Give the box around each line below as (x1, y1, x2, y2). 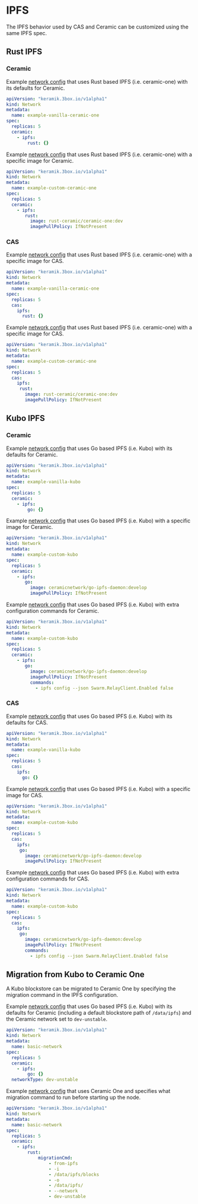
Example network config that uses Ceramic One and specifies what (6, 1088, 171, 1095)
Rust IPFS (6, 47, 43, 57)
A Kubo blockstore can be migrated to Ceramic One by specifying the (6, 985, 176, 992)
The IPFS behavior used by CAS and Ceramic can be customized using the (6, 23, 189, 30)
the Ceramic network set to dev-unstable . (6, 1016, 108, 1023)
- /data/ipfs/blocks (48, 1171, 100, 1177)
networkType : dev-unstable (11, 1077, 78, 1083)
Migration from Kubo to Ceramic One (6, 969, 145, 980)
